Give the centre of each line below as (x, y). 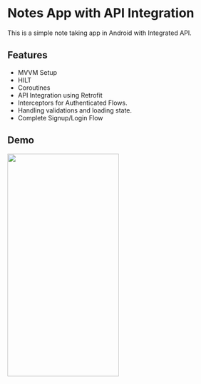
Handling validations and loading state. (75, 110)
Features (27, 55)
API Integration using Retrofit (60, 95)
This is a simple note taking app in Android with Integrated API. (100, 33)
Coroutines (34, 88)
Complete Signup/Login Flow (60, 118)
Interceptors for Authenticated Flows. (73, 103)
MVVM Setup (37, 72)
